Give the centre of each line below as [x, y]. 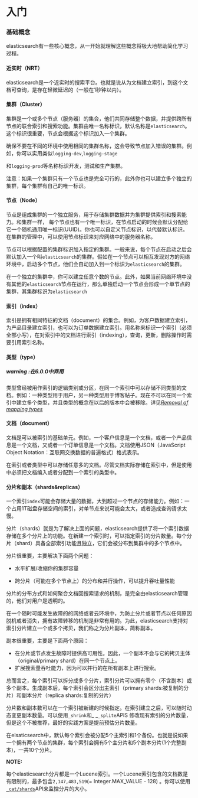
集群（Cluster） [26, 105]
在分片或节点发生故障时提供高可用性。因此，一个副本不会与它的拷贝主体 [102, 653]
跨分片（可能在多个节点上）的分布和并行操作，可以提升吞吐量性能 [95, 581]
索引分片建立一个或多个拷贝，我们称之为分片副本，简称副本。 [81, 628]
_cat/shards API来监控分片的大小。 [48, 789]
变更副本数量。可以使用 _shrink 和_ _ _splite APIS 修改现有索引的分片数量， [101, 715]
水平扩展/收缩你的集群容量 [47, 568]
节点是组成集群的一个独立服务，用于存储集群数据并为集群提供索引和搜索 [94, 215]
